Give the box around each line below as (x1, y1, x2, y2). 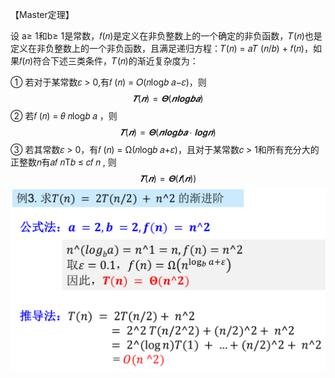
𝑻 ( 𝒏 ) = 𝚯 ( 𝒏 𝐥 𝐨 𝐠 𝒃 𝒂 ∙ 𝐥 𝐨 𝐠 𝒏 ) (119, 126, 217, 138)
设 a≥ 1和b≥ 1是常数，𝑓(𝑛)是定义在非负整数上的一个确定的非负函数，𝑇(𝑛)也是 (10, 30, 323, 42)
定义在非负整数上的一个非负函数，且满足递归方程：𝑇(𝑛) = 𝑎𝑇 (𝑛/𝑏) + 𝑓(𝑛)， (10, 43, 313, 54)
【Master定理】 (10, 9, 75, 20)
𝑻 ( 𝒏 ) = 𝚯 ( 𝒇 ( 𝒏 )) (139, 173, 197, 184)
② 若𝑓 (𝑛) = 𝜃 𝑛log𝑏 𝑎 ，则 (10, 110, 118, 122)
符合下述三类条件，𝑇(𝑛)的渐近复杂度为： (33, 55, 199, 67)
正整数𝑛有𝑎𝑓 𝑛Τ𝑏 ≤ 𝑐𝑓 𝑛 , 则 (10, 156, 117, 168)
